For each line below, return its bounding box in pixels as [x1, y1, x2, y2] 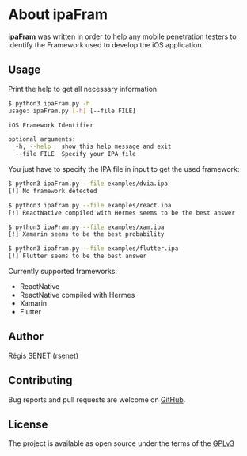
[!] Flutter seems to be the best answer [8, 252, 147, 260]
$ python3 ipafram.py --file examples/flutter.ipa [8, 245, 179, 253]
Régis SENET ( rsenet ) [8, 351, 79, 360]
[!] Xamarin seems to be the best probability [8, 230, 165, 238]
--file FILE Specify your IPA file [15, 150, 136, 158]
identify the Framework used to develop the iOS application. [8, 40, 204, 49]
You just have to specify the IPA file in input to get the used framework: [8, 165, 240, 173]
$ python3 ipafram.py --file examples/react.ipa [8, 201, 172, 209]
